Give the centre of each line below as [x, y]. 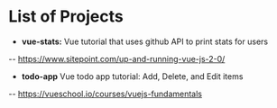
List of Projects [66, 17]
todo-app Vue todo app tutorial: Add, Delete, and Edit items [132, 76]
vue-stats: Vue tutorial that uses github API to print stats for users [144, 41]
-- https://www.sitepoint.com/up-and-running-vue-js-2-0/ [117, 58]
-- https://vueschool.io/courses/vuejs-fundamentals [105, 94]
